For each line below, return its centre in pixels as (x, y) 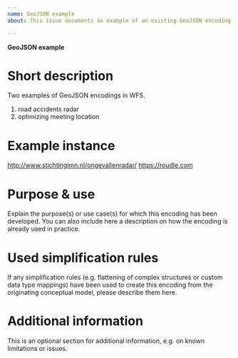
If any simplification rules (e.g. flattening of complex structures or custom (115, 278)
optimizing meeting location (58, 117)
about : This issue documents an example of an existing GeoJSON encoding (119, 21)
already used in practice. (44, 229)
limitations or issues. (37, 349)
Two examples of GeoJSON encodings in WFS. (77, 95)
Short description (61, 76)
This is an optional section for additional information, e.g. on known (106, 341)
